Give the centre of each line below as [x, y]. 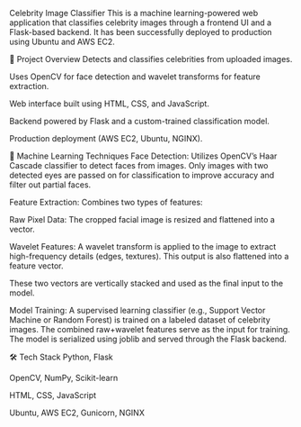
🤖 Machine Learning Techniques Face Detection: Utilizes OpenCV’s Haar [143, 156]
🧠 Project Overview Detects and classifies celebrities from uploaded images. [151, 59]
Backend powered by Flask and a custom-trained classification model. [139, 121]
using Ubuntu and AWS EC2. [62, 41]
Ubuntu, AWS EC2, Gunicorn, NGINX [77, 413]
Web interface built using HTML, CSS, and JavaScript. [109, 104]
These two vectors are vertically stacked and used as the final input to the [146, 283]
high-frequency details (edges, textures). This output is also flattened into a [149, 256]
